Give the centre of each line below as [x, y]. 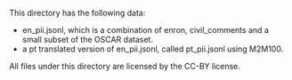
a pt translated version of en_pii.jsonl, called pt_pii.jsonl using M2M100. [153, 49]
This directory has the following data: [77, 13]
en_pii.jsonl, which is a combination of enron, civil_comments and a [146, 30]
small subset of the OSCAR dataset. [88, 40]
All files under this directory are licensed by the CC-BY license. [125, 66]
